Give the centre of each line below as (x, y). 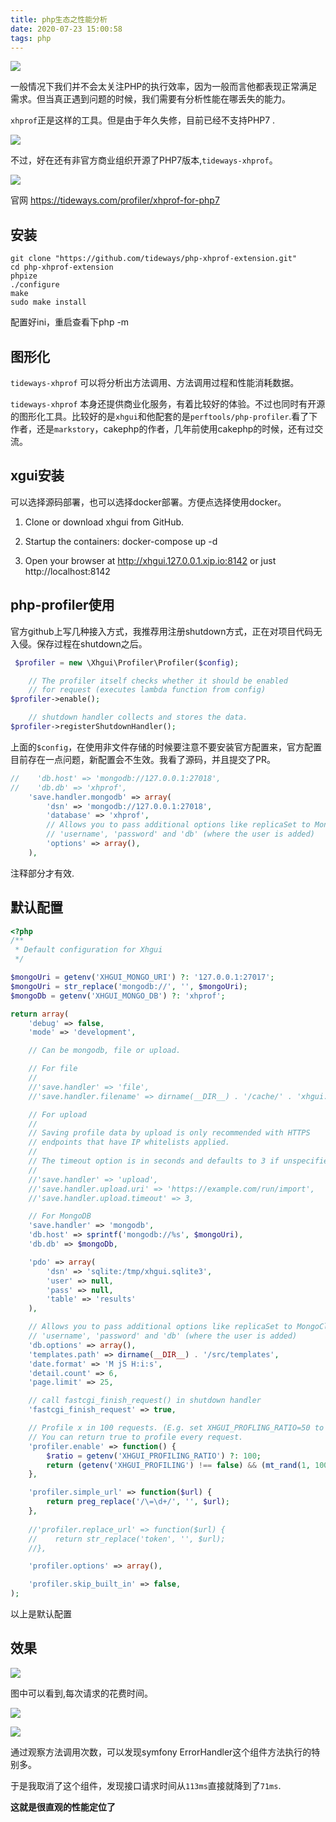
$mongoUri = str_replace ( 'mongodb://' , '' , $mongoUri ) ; (129, 986)
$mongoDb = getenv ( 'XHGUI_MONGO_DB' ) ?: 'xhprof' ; (118, 996)
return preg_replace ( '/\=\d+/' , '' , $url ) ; (138, 1502)
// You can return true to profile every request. (136, 1437)
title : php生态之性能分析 (59, 19)
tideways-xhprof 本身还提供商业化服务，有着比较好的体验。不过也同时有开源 (168, 404)
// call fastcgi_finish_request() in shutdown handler (145, 1401)
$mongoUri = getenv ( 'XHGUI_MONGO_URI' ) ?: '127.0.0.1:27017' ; (142, 977)
